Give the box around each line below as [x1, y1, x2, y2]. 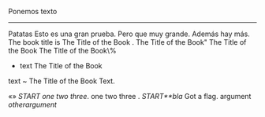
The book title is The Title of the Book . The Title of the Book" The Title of [8, 38, 247, 46]
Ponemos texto [8, 7, 58, 16]
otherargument [8, 100, 58, 109]
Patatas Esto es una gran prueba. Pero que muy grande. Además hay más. [8, 29, 250, 38]
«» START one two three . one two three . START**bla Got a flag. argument [8, 92, 252, 101]
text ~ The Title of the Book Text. [8, 76, 116, 86]
